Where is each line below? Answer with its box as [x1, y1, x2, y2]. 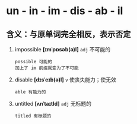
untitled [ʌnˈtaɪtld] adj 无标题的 [14, 100, 92, 107]
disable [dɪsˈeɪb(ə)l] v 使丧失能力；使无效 [14, 76, 117, 83]
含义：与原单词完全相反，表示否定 [6, 29, 131, 39]
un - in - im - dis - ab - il [6, 4, 123, 18]
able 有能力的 [14, 89, 46, 95]
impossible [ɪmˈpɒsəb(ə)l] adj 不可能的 [14, 46, 111, 53]
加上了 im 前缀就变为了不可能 [14, 65, 79, 71]
